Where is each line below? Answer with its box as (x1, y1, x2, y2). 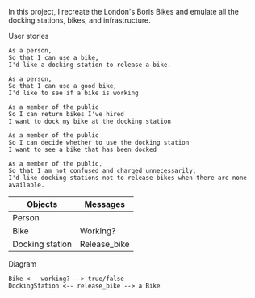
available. (8, 181, 45, 189)
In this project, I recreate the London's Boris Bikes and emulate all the (8, 7, 240, 16)
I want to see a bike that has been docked (8, 145, 157, 153)
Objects (27, 199, 58, 209)
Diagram (8, 259, 37, 269)
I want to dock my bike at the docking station (8, 117, 172, 125)
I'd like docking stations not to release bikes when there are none (8, 174, 248, 182)
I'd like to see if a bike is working (8, 89, 139, 97)
